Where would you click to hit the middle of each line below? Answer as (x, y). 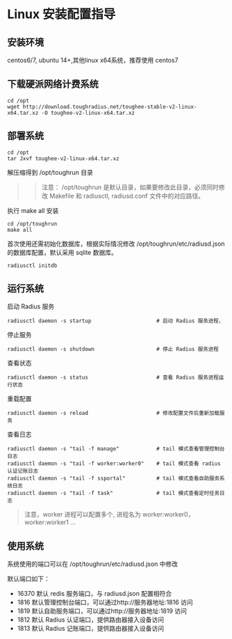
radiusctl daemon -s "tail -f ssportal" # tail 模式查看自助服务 (114, 479)
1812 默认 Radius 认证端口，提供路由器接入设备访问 (91, 620)
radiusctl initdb (32, 265)
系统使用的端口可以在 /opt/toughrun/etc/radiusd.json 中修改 (93, 564)
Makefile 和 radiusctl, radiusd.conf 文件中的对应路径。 (127, 196)
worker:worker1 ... (50, 522)
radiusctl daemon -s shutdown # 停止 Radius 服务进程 (113, 349)
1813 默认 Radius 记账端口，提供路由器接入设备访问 (91, 629)
